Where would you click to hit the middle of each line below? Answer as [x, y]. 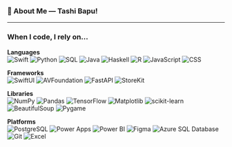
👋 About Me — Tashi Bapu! [52, 11]
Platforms [21, 121]
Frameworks [26, 72]
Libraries [20, 93]
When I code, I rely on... [48, 37]
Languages [23, 52]
